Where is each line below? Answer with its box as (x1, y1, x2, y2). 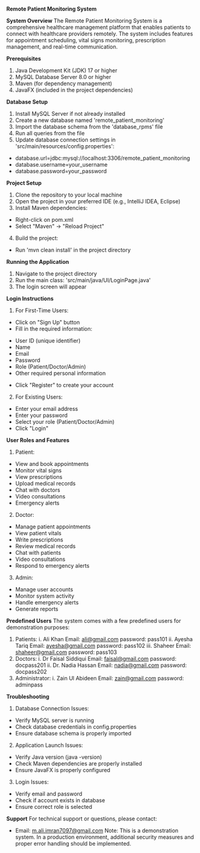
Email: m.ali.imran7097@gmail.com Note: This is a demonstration (15, 827, 179, 834)
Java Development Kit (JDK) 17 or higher (15, 67, 118, 74)
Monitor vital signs (15, 467, 62, 474)
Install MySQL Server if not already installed (15, 110, 126, 117)
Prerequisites (6, 55, 41, 62)
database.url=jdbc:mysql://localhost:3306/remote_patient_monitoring (15, 154, 190, 162)
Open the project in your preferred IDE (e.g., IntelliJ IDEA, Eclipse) (15, 198, 181, 205)
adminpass (15, 681, 43, 688)
